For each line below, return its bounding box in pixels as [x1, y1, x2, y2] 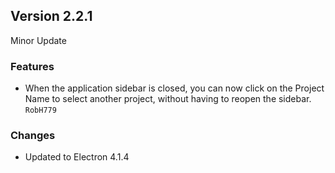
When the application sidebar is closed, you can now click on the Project [24, 82, 325, 94]
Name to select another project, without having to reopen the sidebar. [24, 93, 312, 105]
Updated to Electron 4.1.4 [24, 151, 130, 163]
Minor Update [10, 34, 67, 46]
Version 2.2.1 [10, 8, 93, 25]
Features [10, 59, 55, 73]
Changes [10, 129, 56, 143]
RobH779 [24, 105, 57, 116]
